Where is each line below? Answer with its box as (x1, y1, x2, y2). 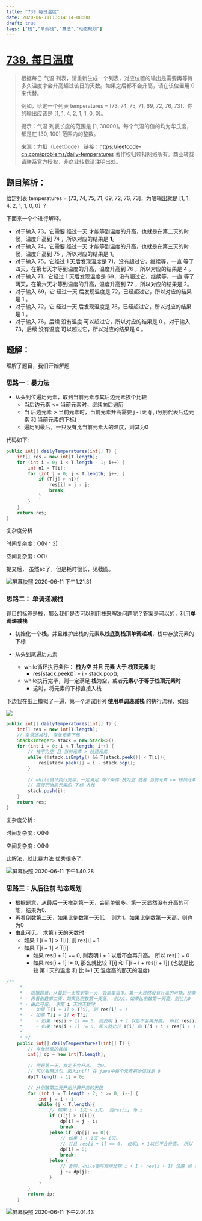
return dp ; (28, 1191, 55, 1198)
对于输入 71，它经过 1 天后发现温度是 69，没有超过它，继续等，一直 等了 (14, 273, 195, 280)
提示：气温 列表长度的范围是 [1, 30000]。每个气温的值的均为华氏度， (20, 123, 192, 130)
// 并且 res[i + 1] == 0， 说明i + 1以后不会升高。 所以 (60, 1141, 193, 1147)
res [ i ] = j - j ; (49, 482, 90, 488)
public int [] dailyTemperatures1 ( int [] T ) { (17, 1040, 130, 1046)
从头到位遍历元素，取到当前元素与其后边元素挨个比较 (14, 393, 147, 401)
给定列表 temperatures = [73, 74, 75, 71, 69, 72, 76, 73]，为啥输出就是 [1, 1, (6, 195, 191, 202)
